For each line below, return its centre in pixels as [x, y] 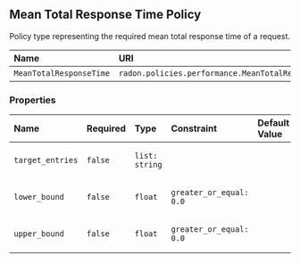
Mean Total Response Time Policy [105, 15]
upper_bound [39, 234]
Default [274, 123]
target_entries [46, 160]
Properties [33, 100]
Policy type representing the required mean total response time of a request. [150, 36]
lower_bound [39, 197]
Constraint [194, 128]
